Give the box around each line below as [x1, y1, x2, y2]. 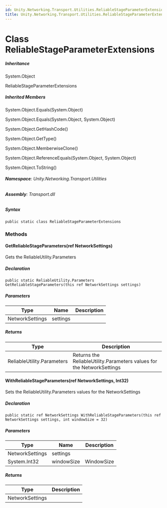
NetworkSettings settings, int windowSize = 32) [5, 417, 108, 423]
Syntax [5, 207, 21, 213]
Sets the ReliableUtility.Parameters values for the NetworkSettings [5, 389, 141, 395]
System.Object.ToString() [5, 165, 57, 170]
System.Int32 [7, 458, 39, 465]
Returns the [73, 351, 100, 358]
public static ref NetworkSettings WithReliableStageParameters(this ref [5, 413, 162, 418]
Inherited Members [5, 94, 46, 100]
